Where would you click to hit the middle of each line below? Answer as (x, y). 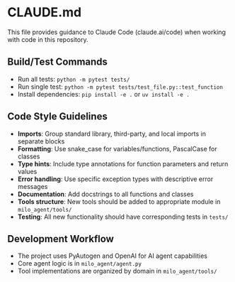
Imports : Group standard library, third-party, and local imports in (112, 134)
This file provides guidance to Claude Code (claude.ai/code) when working (117, 32)
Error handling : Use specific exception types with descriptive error (115, 179)
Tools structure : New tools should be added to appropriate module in (119, 201)
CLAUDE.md (45, 12)
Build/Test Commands (58, 62)
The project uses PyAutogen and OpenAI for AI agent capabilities (112, 256)
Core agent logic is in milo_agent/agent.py (79, 264)
